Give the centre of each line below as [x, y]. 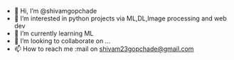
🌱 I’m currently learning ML [54, 33]
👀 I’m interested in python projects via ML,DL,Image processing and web [120, 18]
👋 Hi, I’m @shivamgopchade [55, 11]
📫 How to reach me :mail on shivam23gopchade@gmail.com [104, 49]
